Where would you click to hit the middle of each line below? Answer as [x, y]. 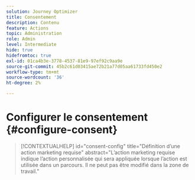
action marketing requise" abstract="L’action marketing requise [98, 152]
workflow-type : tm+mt [33, 72]
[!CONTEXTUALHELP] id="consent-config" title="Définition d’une [100, 146]
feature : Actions [27, 28]
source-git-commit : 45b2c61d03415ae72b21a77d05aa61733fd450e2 [84, 66]
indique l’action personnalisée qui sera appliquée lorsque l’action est [104, 158]
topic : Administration [34, 34]
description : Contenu [33, 22]
